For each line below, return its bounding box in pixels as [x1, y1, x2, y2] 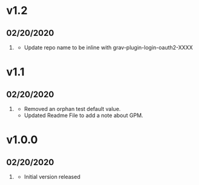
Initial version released [24, 173, 80, 180]
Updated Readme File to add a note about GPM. [24, 112, 143, 119]
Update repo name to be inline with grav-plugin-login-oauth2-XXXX [24, 44, 193, 51]
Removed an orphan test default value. [24, 106, 121, 112]
